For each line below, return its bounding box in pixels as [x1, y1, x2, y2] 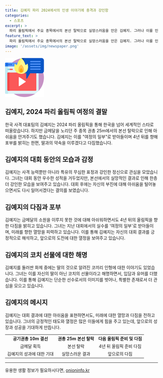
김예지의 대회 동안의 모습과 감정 [5, 155, 94, 163]
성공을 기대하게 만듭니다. [14, 324, 61, 330]
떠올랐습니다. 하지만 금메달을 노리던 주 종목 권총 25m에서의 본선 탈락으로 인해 [5, 127, 152, 133]
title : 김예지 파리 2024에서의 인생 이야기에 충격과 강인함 [5, 8, 109, 13]
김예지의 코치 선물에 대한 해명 [5, 251, 88, 259]
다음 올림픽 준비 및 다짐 [98, 336, 142, 342]
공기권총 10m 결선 [13, 336, 49, 342]
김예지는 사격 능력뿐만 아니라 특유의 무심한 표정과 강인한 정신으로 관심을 [5, 169, 141, 175]
